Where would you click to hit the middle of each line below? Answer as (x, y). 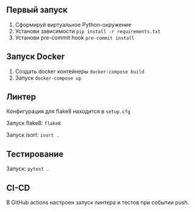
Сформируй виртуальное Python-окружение (73, 24)
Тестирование (35, 154)
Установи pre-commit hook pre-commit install (75, 37)
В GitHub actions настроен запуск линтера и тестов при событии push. (98, 202)
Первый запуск (37, 10)
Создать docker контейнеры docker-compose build (80, 71)
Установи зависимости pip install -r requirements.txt (88, 31)
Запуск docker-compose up (48, 78)
